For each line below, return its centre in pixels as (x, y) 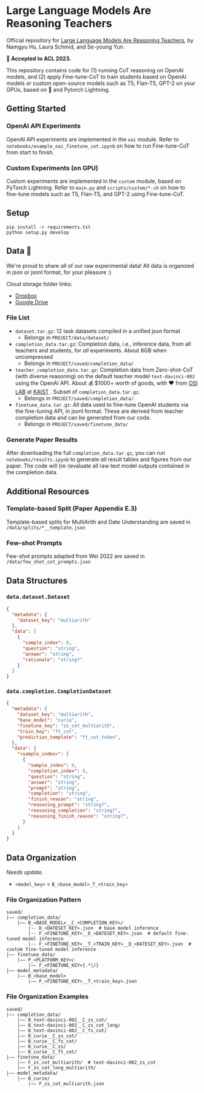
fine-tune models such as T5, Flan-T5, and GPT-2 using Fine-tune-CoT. (96, 194)
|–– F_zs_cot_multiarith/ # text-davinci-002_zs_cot (87, 1062)
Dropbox (26, 296)
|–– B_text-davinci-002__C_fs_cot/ (62, 1030)
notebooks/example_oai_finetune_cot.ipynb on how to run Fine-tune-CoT (98, 146)
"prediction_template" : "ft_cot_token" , (69, 737)
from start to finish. (30, 152)
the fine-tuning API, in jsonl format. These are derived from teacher (99, 411)
